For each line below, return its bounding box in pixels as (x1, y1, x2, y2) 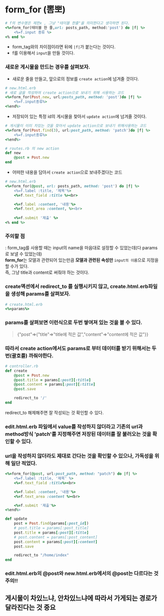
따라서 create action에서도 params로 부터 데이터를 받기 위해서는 (5, 345, 151, 352)
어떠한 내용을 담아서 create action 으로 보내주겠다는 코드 (12, 169, 123, 175)
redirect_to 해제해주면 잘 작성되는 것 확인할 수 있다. (5, 409, 104, 415)
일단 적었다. (10, 460, 37, 467)
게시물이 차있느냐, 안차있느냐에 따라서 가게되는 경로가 (5, 594, 157, 603)
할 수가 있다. (5, 263, 29, 269)
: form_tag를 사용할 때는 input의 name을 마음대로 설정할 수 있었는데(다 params (5, 245, 158, 251)
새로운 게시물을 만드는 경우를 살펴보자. (5, 64, 90, 71)
